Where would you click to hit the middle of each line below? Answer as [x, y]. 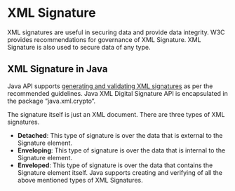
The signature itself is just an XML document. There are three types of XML [116, 114]
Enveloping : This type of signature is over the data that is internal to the [121, 150]
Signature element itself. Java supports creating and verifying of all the [120, 172]
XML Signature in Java [58, 69]
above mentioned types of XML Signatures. [80, 180]
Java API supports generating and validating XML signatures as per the [110, 86]
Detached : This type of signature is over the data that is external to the [120, 135]
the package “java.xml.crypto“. [52, 101]
